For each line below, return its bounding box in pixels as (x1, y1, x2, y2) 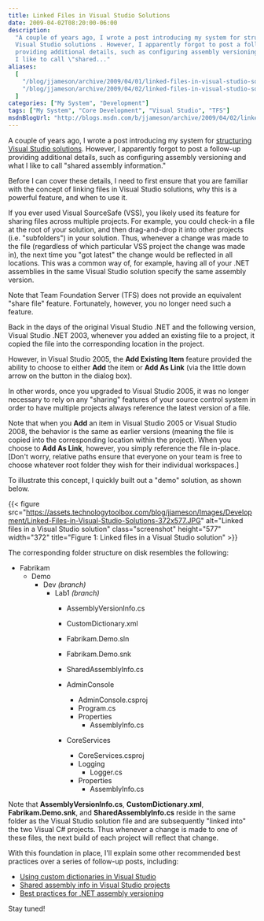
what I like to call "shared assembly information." (8, 161, 167, 170)
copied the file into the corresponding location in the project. (8, 339, 204, 348)
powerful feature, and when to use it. (8, 192, 128, 202)
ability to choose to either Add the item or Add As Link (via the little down (8, 362, 246, 372)
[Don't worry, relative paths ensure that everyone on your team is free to (8, 451, 243, 461)
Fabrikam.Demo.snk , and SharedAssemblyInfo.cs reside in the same (8, 808, 236, 817)
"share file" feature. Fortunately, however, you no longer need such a (8, 299, 232, 308)
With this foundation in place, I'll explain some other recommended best (8, 848, 241, 857)
